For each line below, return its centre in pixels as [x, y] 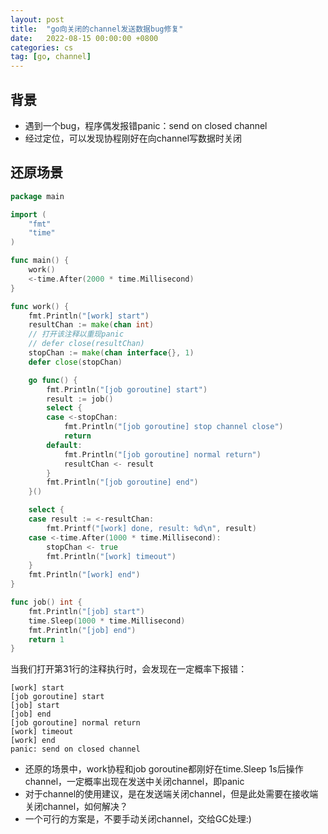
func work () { [40, 306]
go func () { [53, 380]
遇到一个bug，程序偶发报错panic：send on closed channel [146, 125]
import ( [28, 214]
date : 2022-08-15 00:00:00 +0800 [84, 38]
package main [37, 196]
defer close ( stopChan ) [75, 362]
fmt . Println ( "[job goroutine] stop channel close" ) [173, 427]
